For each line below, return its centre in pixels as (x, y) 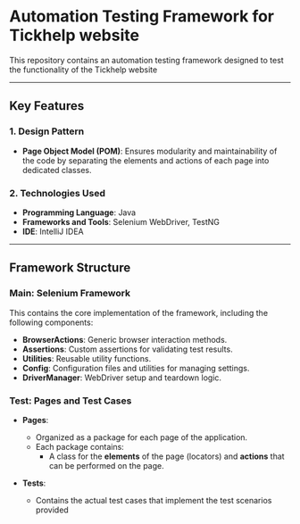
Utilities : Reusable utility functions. (87, 358)
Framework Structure (70, 268)
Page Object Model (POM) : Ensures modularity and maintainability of (150, 151)
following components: (51, 322)
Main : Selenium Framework (70, 294)
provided (52, 510)
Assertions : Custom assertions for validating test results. (128, 349)
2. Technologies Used (57, 193)
